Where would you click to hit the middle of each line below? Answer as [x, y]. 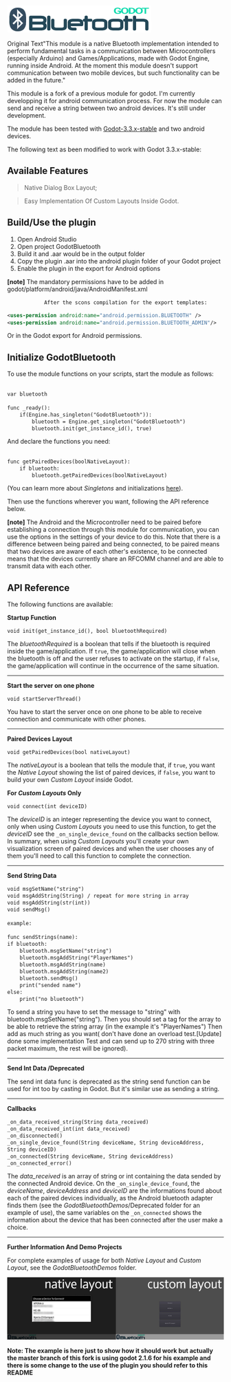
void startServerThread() [44, 699]
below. [16, 509]
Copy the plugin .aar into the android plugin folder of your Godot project [119, 261]
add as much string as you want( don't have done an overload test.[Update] [114, 1034]
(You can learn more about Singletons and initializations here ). [95, 488]
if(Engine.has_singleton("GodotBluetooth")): [86, 415]
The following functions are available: [60, 604]
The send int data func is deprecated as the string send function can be [109, 1081]
